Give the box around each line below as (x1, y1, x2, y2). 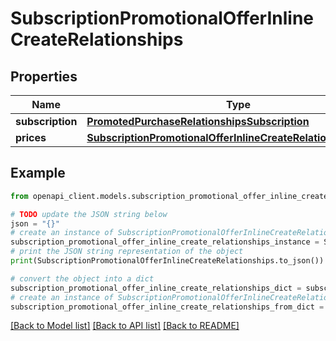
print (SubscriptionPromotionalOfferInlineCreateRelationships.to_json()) (10, 256, 325, 266)
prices (15, 131, 47, 144)
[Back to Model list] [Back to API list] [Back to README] (10, 320, 240, 332)
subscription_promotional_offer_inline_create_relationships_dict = (10, 283, 302, 293)
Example (10, 165, 66, 182)
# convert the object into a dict (10, 273, 155, 284)
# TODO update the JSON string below (10, 209, 168, 219)
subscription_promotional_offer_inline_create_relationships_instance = (10, 237, 320, 247)
